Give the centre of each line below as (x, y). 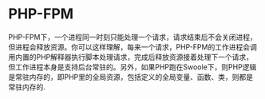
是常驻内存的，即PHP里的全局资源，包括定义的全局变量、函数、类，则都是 (131, 77)
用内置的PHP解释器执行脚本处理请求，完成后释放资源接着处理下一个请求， (131, 57)
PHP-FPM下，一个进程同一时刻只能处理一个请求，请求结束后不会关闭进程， (132, 37)
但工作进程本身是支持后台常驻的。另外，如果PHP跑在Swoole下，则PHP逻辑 (132, 67)
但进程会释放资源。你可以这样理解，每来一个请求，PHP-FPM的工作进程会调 (132, 47)
